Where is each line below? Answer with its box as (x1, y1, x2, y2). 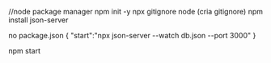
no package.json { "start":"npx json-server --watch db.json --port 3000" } (8, 31, 256, 40)
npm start (8, 46, 41, 55)
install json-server (8, 15, 69, 25)
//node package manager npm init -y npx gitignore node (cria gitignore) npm (8, 7, 264, 16)
